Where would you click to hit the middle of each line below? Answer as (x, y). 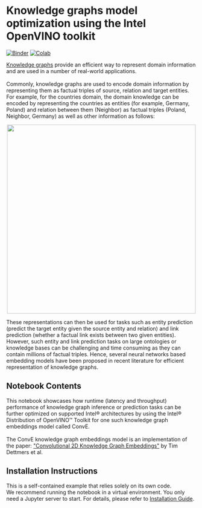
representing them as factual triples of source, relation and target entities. (98, 90)
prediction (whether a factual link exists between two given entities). (91, 335)
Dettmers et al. (25, 452)
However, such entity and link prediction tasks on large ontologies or (91, 341)
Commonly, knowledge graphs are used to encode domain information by (98, 84)
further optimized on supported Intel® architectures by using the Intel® (94, 413)
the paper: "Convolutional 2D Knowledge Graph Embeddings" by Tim (92, 446)
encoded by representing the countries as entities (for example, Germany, (98, 103)
